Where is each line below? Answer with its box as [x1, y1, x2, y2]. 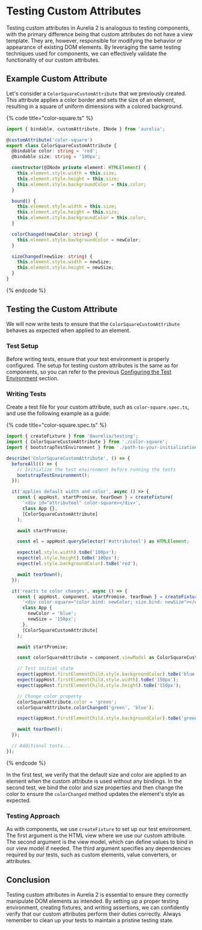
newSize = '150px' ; [28, 616, 77, 622]
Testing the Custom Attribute [6, 304, 118, 314]
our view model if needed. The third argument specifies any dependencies [6, 845, 191, 852]
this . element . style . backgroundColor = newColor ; [17, 237, 141, 243]
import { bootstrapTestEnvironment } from [6, 445, 114, 451]
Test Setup [6, 342, 39, 350]
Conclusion [6, 875, 50, 885]
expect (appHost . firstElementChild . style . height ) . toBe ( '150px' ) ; [17, 682, 182, 689]
